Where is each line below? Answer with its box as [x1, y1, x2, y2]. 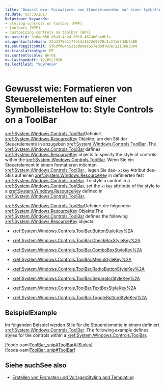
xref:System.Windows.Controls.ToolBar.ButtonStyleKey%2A [12, 228, 134, 234]
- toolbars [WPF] [5, 26, 41, 30]
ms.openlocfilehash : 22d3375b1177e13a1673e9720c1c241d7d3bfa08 [5, 39, 137, 44]
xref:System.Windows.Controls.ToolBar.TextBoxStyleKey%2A [12, 285, 137, 291]
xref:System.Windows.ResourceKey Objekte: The [5, 208, 104, 214]
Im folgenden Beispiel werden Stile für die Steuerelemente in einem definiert [5, 322, 160, 328]
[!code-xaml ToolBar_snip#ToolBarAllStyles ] [5, 342, 93, 348]
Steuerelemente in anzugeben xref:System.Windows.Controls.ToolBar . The [5, 141, 156, 147]
